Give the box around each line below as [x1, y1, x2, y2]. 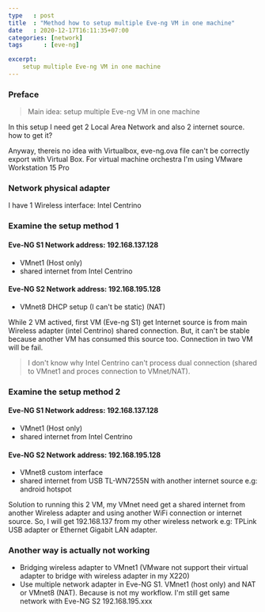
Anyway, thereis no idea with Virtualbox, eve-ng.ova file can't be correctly [8, 146, 250, 155]
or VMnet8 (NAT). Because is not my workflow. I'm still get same [19, 588, 230, 598]
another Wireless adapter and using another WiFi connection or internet [8, 508, 243, 518]
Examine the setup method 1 [8, 220, 119, 231]
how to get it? [8, 131, 53, 140]
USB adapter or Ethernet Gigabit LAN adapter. [8, 525, 158, 535]
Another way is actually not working [8, 545, 150, 556]
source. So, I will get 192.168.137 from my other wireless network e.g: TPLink [8, 517, 257, 526]
